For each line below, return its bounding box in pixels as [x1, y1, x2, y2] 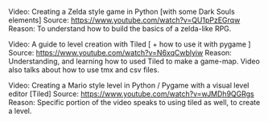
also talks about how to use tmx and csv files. [8, 65, 159, 75]
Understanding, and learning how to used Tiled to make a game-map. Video [8, 56, 260, 66]
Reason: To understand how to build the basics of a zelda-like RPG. [8, 24, 232, 33]
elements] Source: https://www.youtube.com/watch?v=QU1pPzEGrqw [8, 15, 241, 25]
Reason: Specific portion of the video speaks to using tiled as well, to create [8, 98, 261, 107]
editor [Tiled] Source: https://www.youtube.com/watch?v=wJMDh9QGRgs [8, 89, 255, 99]
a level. [8, 106, 32, 116]
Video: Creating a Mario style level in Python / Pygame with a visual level [8, 80, 249, 90]
